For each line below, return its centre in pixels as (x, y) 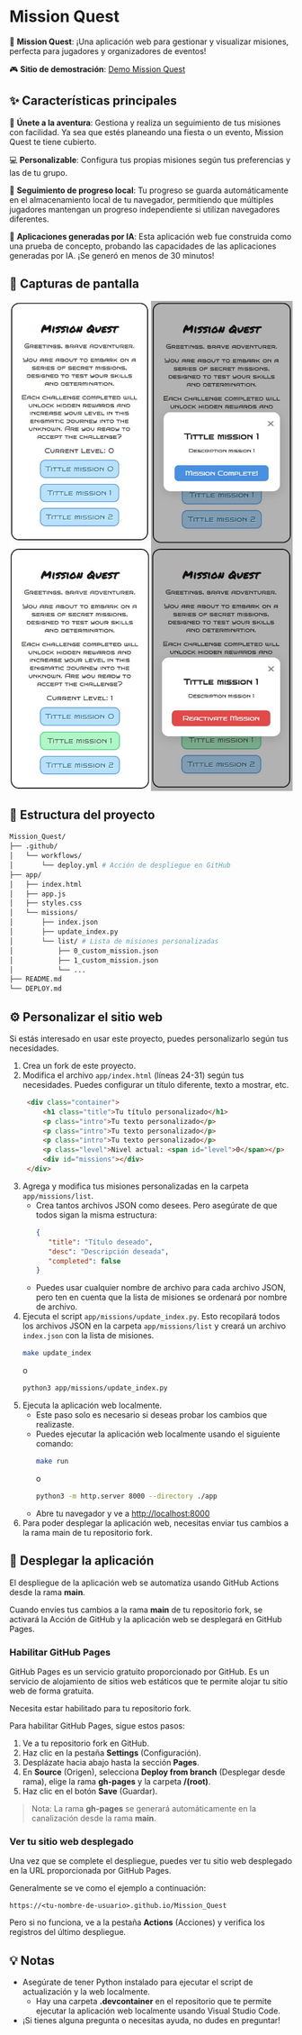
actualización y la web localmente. (86, 1992)
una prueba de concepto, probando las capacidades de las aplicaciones (143, 246)
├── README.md (36, 980)
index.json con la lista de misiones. (88, 1336)
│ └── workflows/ (46, 856)
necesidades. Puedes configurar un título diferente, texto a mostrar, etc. (155, 1084)
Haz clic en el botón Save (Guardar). (90, 1791)
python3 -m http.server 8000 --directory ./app (126, 1496)
